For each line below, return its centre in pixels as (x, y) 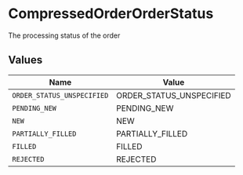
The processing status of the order (64, 35)
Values (25, 60)
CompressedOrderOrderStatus (111, 14)
